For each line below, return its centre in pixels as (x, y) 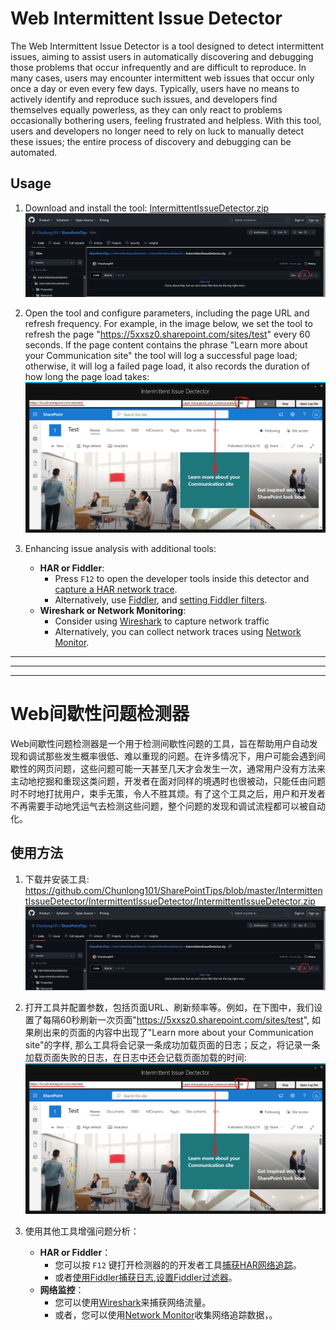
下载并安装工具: (57, 879)
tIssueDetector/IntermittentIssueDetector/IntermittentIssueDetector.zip (170, 901)
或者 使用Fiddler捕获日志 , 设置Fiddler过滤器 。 (146, 1278)
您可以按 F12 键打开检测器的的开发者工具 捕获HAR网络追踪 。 (178, 1265)
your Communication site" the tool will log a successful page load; (161, 356)
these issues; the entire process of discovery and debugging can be (151, 141)
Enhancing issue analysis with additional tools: (120, 549)
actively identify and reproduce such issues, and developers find (144, 99)
